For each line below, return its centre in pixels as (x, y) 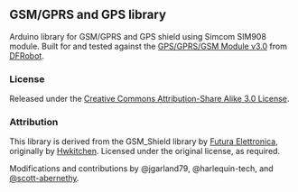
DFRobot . (27, 55)
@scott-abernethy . (44, 178)
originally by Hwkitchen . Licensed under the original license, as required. (145, 151)
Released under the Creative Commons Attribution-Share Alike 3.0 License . (149, 99)
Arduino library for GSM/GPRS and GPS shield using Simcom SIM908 (138, 36)
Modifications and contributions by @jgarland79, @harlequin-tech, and (141, 169)
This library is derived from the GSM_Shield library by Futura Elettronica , (144, 142)
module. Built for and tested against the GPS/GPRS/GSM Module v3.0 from (148, 46)
